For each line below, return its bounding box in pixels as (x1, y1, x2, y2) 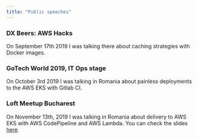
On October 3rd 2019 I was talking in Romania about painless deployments (6, 78, 193, 85)
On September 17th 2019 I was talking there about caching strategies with (6, 42, 190, 50)
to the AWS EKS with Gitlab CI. (6, 84, 82, 91)
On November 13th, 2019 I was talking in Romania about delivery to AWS (6, 113, 186, 120)
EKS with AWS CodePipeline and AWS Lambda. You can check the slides (6, 119, 188, 127)
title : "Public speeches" (6, 8, 71, 15)
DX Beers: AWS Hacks (6, 28, 73, 37)
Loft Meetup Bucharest (6, 99, 76, 108)
